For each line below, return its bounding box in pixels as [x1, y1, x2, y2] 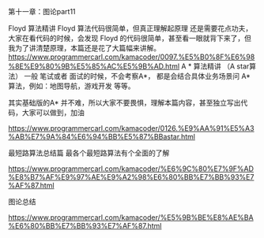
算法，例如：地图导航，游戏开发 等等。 [8, 81, 135, 91]
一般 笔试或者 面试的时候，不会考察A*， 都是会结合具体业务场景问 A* [23, 72, 251, 80]
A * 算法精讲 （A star [181, 61, 250, 71]
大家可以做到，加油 [21, 108, 85, 117]
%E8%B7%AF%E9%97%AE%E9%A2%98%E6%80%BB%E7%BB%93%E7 [8, 173, 255, 181]
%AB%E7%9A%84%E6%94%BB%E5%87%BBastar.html [8, 132, 196, 141]
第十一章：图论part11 [8, 7, 77, 16]
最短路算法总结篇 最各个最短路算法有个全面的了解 [8, 148, 170, 158]
